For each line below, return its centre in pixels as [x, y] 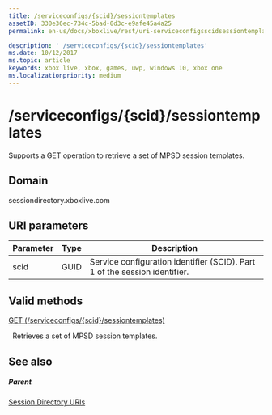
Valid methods [46, 301]
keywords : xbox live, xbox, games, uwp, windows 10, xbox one [115, 68]
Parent [20, 382]
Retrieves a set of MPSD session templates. [85, 336]
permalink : [27, 31]
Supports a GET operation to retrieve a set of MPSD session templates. [127, 155]
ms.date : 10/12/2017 [43, 53]
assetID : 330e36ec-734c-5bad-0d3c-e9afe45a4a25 [90, 23]
